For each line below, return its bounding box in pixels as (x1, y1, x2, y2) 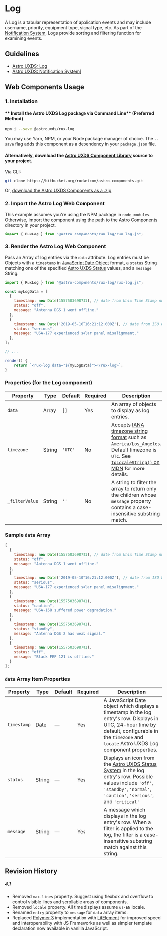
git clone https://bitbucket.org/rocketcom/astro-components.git (5, 178, 143, 184)
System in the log (103, 767, 144, 774)
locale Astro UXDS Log (103, 740, 159, 747)
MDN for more (111, 465, 145, 471)
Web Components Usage (5, 83, 84, 91)
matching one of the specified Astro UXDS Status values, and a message (5, 265, 152, 271)
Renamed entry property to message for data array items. (12, 909, 128, 916)
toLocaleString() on (111, 459, 160, 466)
